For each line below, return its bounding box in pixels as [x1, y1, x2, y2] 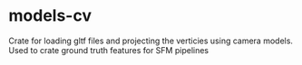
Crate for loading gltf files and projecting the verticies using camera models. [8, 35, 294, 46]
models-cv [8, 5, 93, 26]
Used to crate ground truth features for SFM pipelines [8, 44, 209, 55]
